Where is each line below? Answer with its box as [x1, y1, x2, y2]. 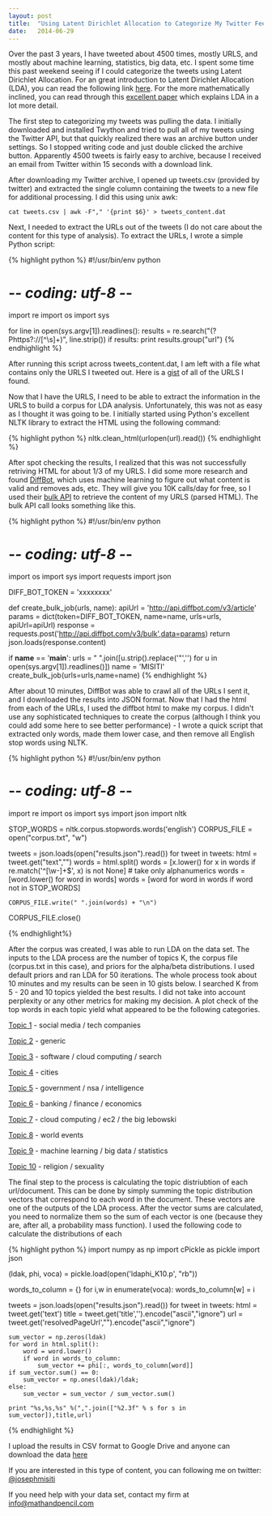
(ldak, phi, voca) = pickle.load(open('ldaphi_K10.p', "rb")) [8, 1269, 198, 1279]
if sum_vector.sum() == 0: [8, 1369, 100, 1377]
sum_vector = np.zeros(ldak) [8, 1334, 107, 1342]
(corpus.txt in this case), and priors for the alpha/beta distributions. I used [8, 962, 255, 972]
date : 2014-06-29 [8, 27, 74, 35]
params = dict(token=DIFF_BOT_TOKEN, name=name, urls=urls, [8, 612, 222, 621]
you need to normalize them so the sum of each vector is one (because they [8, 1212, 263, 1222]
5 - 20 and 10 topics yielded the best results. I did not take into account [8, 988, 246, 997]
